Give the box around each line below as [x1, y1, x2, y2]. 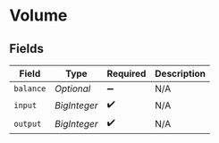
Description [155, 68, 206, 80]
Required [106, 68, 147, 80]
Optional [55, 82, 91, 95]
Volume [9, 5, 68, 26]
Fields [9, 41, 45, 56]
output [13, 118, 42, 129]
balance [13, 84, 46, 94]
